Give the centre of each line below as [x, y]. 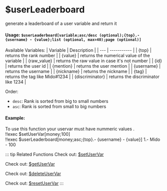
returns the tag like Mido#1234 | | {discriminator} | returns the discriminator [82, 77]
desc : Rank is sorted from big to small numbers [60, 101]
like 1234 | [16, 82]
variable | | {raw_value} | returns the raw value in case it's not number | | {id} [83, 61]
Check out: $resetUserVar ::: [34, 184]
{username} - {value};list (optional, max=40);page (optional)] [73, 40]
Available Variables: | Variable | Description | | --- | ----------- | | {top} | [79, 50]
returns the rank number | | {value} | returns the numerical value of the [78, 56]
